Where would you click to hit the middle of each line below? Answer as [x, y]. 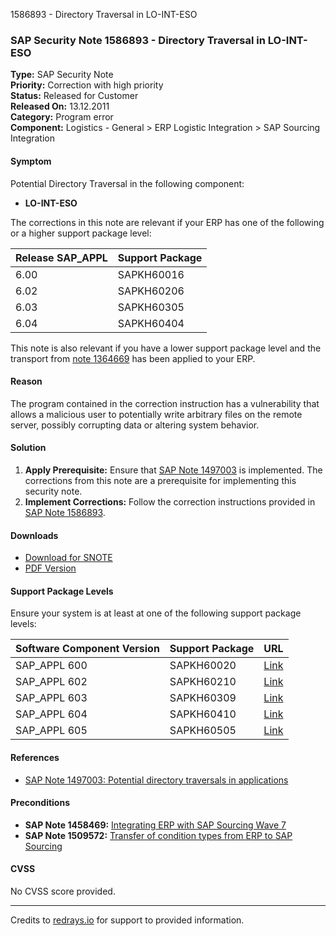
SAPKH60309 [203, 698]
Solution [28, 448]
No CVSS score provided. [63, 891]
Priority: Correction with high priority [87, 85]
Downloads [34, 535]
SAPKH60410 [203, 714]
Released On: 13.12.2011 [60, 106]
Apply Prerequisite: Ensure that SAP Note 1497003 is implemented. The [173, 470]
